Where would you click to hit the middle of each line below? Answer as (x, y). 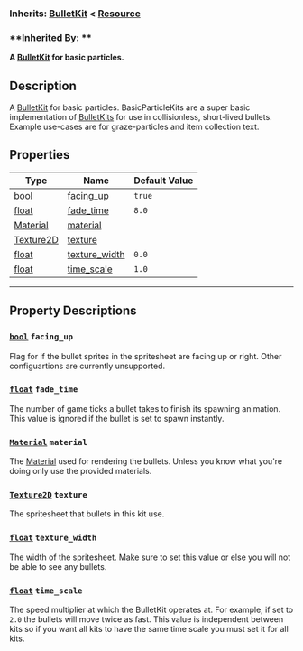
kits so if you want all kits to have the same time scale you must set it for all (149, 629)
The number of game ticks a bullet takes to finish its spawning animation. (145, 408)
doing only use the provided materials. (81, 471)
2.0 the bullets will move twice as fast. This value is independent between (147, 619)
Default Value (164, 181)
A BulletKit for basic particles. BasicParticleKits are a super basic (130, 107)
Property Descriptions (73, 311)
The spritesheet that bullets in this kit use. (87, 514)
